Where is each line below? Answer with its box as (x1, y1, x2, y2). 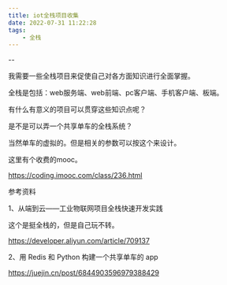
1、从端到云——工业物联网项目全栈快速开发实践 (8, 204, 163, 213)
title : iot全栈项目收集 (8, 11, 79, 20)
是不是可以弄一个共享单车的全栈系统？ (8, 121, 132, 131)
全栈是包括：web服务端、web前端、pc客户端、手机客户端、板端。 (8, 88, 224, 98)
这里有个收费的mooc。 (8, 155, 83, 165)
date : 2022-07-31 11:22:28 (8, 19, 97, 27)
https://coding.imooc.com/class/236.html (8, 171, 143, 180)
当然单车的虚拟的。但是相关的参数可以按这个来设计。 (8, 139, 181, 148)
